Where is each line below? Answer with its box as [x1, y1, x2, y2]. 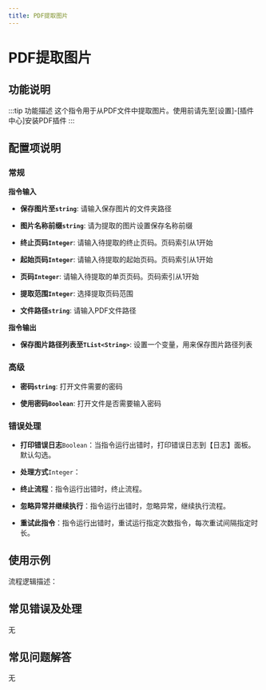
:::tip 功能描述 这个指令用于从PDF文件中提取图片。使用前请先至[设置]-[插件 [8, 106, 254, 115]
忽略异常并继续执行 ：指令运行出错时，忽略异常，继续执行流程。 [19, 501, 230, 510]
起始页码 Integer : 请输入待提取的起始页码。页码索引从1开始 [19, 255, 213, 265]
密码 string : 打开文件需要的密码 [19, 381, 123, 391]
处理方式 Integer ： [19, 467, 81, 477]
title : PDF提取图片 [8, 11, 69, 20]
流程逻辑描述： [8, 576, 58, 586]
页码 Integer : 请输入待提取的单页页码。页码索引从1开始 [19, 272, 200, 281]
